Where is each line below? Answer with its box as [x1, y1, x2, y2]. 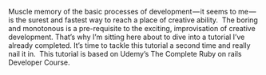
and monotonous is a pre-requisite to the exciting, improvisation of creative [8, 24, 256, 33]
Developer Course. [8, 57, 70, 67]
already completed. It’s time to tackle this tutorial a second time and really [8, 41, 251, 50]
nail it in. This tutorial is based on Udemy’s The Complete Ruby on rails [8, 49, 242, 58]
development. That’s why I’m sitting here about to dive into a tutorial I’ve [8, 32, 245, 41]
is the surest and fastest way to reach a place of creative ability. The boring [8, 15, 258, 25]
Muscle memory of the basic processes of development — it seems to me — [8, 7, 256, 16]
